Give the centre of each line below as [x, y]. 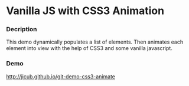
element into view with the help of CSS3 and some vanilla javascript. [89, 48]
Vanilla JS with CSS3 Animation [85, 11]
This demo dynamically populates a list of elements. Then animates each [95, 42]
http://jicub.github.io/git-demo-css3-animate [61, 76]
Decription [22, 29]
